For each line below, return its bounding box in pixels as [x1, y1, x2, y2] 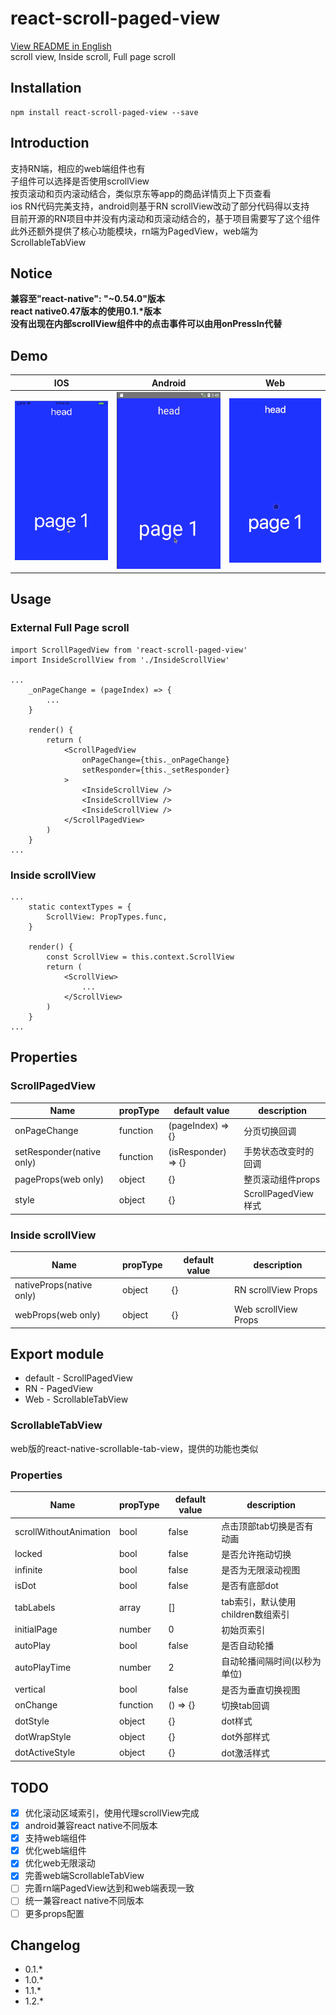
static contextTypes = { [28, 902, 132, 912]
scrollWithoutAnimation [14, 1526, 111, 1538]
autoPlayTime [14, 1661, 72, 1673]
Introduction [10, 135, 90, 152]
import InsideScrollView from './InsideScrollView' [10, 655, 230, 665]
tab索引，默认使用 [221, 1595, 297, 1607]
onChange [14, 1699, 58, 1711]
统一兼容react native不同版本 [24, 1895, 145, 1907]
